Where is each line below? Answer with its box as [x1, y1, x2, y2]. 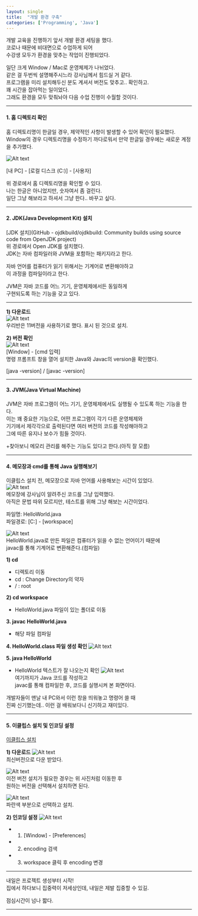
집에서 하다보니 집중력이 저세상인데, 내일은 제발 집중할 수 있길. [6, 885, 149, 892]
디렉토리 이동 [14, 568, 45, 576]
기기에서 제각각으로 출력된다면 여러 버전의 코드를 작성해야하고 [6, 422, 148, 429]
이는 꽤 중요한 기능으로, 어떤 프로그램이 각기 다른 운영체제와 [6, 415, 143, 422]
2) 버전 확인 [6, 334, 34, 341]
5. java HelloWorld [6, 655, 52, 662]
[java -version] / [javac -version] [6, 367, 85, 374]
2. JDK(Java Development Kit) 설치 [6, 214, 93, 222]
